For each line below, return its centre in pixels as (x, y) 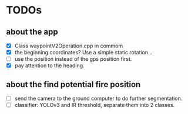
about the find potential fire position (73, 84)
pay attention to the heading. (49, 65)
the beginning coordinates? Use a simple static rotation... (83, 53)
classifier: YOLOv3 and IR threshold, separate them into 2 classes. (95, 105)
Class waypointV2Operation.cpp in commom (69, 46)
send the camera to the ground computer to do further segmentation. (98, 99)
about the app (32, 32)
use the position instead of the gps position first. (73, 59)
